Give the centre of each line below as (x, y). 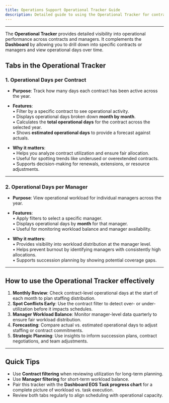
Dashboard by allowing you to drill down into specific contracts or (74, 44)
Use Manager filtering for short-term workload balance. (71, 379)
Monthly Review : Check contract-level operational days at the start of (85, 293)
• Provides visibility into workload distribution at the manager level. (82, 244)
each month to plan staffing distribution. (54, 298)
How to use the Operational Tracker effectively (80, 281)
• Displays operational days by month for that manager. (70, 224)
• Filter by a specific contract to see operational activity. (71, 111)
